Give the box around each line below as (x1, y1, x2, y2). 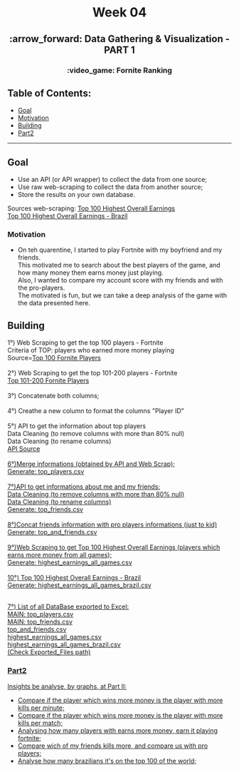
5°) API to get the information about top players (7, 422, 147, 430)
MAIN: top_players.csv (7, 610, 74, 619)
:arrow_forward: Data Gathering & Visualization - (9, 33, 230, 45)
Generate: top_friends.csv (7, 505, 84, 514)
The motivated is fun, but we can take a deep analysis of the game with (17, 291, 228, 300)
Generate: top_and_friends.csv (7, 528, 97, 537)
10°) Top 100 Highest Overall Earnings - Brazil (7, 574, 141, 582)
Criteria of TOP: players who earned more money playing (7, 346, 174, 355)
